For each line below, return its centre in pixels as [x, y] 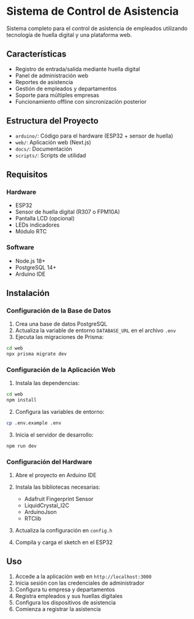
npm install [21, 400]
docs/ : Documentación [43, 149]
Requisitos [27, 174]
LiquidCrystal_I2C [47, 505]
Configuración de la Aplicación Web [61, 370]
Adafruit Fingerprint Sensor [59, 499]
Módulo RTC [31, 232]
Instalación [28, 293]
